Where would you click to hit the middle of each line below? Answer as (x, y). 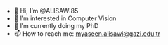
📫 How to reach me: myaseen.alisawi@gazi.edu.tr (87, 34)
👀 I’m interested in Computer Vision (65, 18)
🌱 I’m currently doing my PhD (56, 26)
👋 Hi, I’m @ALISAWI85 (46, 11)
